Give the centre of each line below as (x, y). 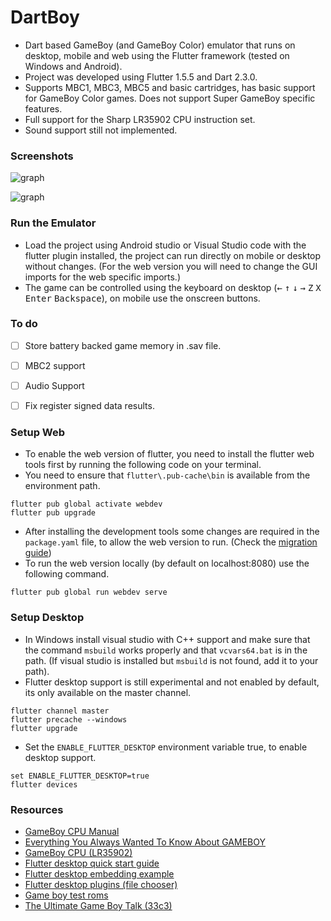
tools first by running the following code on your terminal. (143, 465)
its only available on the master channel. (108, 692)
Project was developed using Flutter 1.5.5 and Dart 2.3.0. (141, 77)
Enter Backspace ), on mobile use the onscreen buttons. (142, 298)
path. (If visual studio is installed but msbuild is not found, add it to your (171, 660)
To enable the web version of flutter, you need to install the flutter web (169, 454)
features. (43, 108)
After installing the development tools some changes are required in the (172, 532)
